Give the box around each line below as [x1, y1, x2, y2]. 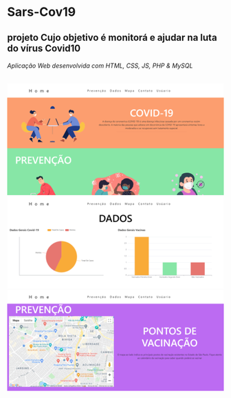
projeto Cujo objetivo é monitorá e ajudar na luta [7, 32, 218, 43]
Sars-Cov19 [7, 4, 76, 20]
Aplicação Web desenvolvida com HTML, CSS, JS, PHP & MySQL [7, 61, 193, 70]
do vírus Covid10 [7, 42, 81, 54]
